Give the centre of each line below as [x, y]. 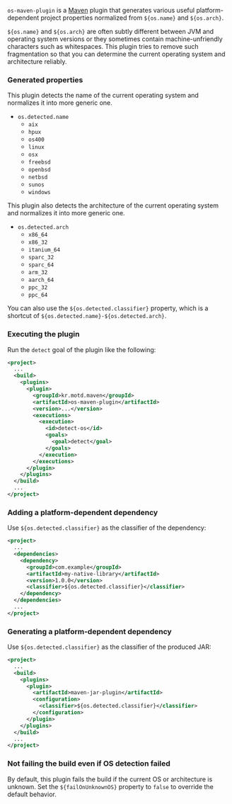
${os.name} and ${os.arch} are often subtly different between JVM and [111, 32]
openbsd [39, 170]
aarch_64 [41, 280]
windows [39, 193]
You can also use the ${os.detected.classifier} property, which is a [108, 308]
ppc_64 [38, 295]
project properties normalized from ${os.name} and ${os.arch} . [132, 18]
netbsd [38, 177]
